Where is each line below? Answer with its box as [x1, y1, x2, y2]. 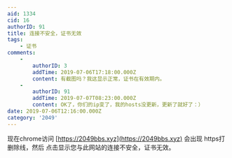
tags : [7, 36, 23, 43]
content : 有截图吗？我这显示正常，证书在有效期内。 [32, 75, 165, 82]
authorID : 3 [32, 62, 68, 69]
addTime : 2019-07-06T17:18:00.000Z [32, 69, 137, 76]
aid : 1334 [7, 10, 36, 17]
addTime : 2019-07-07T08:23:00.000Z [32, 95, 137, 102]
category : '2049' [7, 114, 58, 121]
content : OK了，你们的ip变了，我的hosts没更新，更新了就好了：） [32, 101, 204, 108]
